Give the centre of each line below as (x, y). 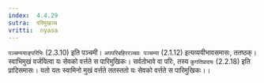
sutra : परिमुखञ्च (33, 23)
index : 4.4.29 (33, 15)
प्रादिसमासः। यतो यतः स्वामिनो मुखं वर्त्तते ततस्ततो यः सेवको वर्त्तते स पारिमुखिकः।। (109, 70)
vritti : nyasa (33, 30)
